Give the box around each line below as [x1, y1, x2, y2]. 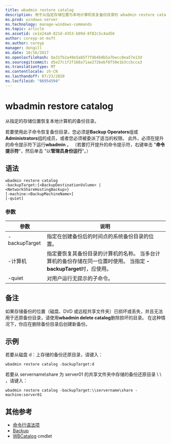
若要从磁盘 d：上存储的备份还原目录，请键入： [5, 352, 103, 358]
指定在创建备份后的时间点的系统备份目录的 [46, 233, 149, 240]
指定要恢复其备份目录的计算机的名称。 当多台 [46, 250, 155, 257]
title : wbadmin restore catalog [5, 7, 74, 13]
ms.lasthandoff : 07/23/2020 [5, 74, 65, 79]
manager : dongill [5, 45, 42, 50]
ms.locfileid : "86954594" [5, 78, 60, 84]
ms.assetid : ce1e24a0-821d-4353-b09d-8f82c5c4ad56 [5, 31, 115, 36]
